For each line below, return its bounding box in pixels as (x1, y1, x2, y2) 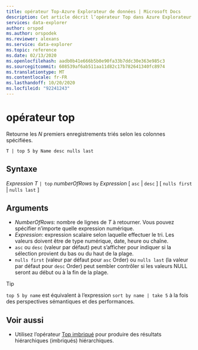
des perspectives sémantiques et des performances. (6, 298, 135, 305)
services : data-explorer (6, 19, 67, 25)
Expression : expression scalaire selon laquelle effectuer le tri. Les (14, 231, 174, 238)
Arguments (6, 203, 49, 213)
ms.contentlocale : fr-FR (6, 74, 67, 80)
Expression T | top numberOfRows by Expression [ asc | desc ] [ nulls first (6, 179, 192, 187)
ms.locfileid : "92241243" (6, 86, 70, 91)
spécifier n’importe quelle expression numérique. (14, 225, 135, 232)
